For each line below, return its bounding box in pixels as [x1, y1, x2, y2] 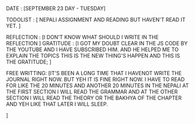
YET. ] [6, 23, 21, 29]
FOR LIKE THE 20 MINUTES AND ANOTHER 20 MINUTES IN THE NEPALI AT [6, 82, 189, 89]
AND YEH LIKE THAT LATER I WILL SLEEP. [6, 101, 108, 107]
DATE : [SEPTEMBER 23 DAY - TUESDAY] [6, 5, 106, 12]
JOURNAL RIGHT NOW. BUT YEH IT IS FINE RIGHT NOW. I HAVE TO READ [6, 76, 185, 83]
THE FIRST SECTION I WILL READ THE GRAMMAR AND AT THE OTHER [6, 88, 178, 95]
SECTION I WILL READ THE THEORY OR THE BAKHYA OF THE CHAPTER [6, 94, 182, 101]
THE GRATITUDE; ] [6, 58, 51, 65]
